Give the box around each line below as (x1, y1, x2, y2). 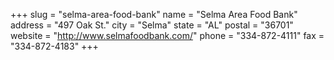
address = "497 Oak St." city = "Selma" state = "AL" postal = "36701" (10, 19, 294, 31)
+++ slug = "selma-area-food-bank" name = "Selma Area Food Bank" (10, 9, 298, 20)
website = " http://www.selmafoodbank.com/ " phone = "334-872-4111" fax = (10, 30, 325, 41)
